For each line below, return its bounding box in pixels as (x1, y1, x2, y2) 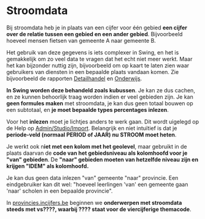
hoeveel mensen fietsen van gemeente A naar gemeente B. (6, 37, 157, 44)
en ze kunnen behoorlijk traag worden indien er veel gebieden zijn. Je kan (6, 93, 193, 100)
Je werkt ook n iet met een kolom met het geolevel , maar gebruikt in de (6, 143, 187, 150)
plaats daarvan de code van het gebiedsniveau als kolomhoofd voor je (6, 149, 188, 157)
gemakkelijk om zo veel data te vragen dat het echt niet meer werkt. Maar (6, 55, 193, 62)
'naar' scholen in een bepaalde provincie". (6, 187, 113, 195)
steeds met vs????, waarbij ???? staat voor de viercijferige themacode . (6, 206, 191, 213)
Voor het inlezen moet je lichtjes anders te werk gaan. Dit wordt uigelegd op (6, 117, 199, 125)
